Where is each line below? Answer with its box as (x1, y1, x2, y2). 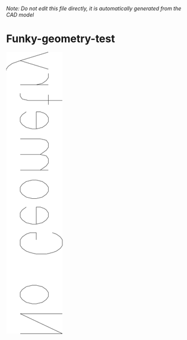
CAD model (6, 11, 34, 18)
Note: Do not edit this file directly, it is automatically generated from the (6, 5, 182, 12)
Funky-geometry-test (6, 32, 115, 45)
